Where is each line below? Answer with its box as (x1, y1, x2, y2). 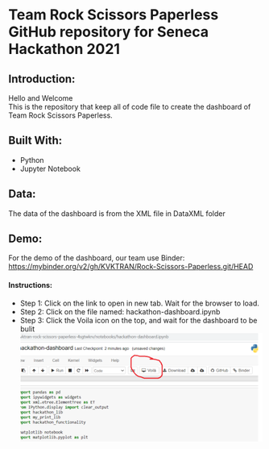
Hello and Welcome (8, 94, 73, 102)
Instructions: (8, 281, 53, 290)
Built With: (8, 134, 63, 148)
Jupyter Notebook (19, 164, 81, 173)
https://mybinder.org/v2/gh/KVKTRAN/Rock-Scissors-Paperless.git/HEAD (8, 262, 254, 272)
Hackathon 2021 (8, 40, 121, 58)
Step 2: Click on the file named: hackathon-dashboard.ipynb (19, 306, 221, 316)
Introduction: (8, 72, 76, 85)
